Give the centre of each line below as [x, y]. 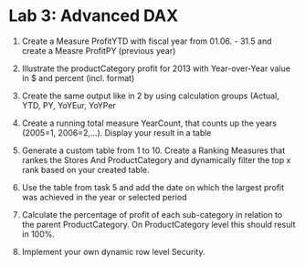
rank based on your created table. [85, 169]
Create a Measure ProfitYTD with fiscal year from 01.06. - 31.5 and [147, 41]
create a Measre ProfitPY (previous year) [99, 50]
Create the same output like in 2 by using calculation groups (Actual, [150, 96]
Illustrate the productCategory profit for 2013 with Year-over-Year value [156, 68]
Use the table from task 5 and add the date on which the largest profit [153, 187]
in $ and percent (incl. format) [78, 77]
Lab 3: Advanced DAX [94, 16]
